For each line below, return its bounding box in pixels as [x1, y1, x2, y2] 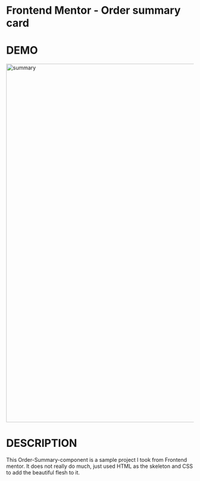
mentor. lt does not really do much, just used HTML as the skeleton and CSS [6, 462, 193, 470]
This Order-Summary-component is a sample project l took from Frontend [6, 457, 187, 464]
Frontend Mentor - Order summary [6, 4, 181, 17]
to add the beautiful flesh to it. [6, 469, 80, 476]
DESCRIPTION [6, 437, 77, 450]
